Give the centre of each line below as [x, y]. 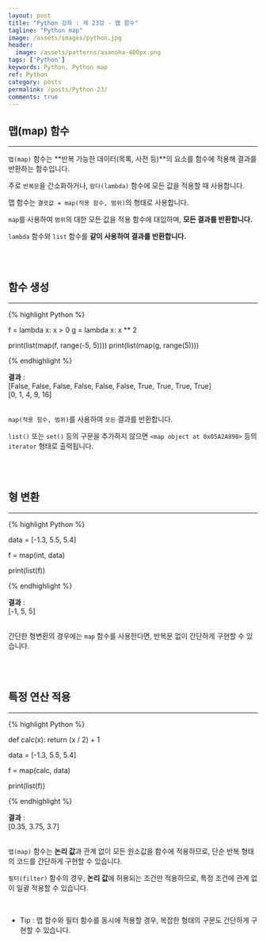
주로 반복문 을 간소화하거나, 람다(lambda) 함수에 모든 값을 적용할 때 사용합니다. [127, 186]
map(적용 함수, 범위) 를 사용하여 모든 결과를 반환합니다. [91, 419]
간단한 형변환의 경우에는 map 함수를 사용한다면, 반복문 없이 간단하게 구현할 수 [127, 636]
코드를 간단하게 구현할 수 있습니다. [69, 861]
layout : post [30, 15]
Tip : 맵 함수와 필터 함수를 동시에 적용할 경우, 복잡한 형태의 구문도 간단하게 [134, 920]
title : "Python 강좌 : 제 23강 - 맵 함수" [73, 23]
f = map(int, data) [37, 555]
